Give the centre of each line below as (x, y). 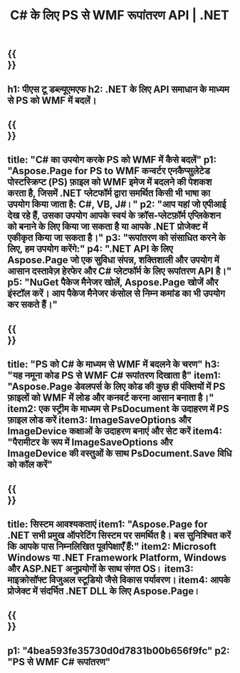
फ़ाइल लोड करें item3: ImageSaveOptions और (99, 420)
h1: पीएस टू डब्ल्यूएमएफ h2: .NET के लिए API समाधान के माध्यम (118, 89)
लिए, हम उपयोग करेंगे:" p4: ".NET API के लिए (90, 249)
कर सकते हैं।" (33, 305)
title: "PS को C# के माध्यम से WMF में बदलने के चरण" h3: (114, 365)
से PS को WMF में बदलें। (52, 100)
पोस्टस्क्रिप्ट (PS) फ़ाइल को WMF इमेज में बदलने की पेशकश (110, 182)
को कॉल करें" (30, 464)
